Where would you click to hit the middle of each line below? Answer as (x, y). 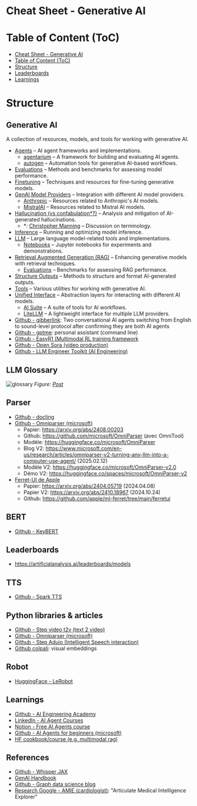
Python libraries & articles (54, 615)
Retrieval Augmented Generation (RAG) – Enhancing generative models (101, 257)
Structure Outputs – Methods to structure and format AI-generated (95, 276)
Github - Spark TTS (38, 597)
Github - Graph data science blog (55, 784)
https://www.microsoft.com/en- (84, 448)
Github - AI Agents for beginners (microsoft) (68, 733)
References (28, 758)
